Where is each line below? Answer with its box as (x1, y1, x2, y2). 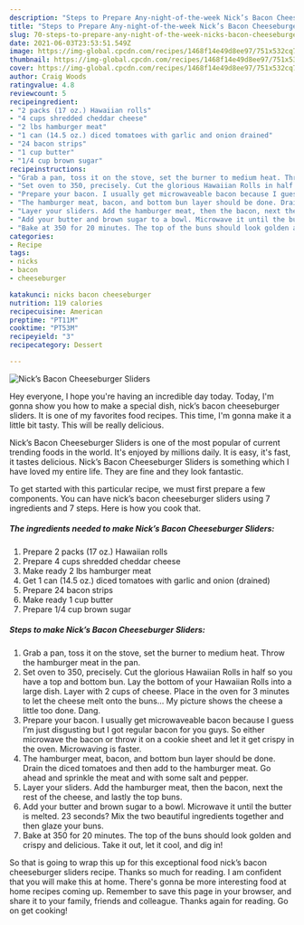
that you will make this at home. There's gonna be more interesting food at (9, 876, 287, 887)
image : (9, 47, 34, 56)
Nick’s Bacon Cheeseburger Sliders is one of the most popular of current (9, 437, 280, 448)
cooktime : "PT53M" (9, 324, 79, 333)
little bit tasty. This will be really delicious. (9, 420, 165, 430)
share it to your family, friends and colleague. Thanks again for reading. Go (9, 895, 289, 906)
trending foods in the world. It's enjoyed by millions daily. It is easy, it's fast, (9, 447, 291, 458)
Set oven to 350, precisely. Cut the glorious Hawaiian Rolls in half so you (22, 666, 293, 677)
